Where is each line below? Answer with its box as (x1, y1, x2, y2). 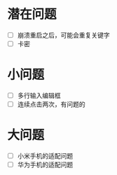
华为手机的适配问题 (17, 160, 74, 169)
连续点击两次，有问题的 (17, 100, 85, 108)
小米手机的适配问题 (17, 152, 74, 160)
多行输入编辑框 (17, 92, 61, 99)
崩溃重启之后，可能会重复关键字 (17, 31, 110, 39)
